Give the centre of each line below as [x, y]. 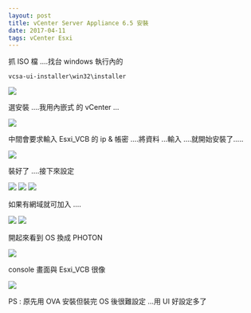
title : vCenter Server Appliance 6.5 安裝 [78, 23]
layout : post [30, 16]
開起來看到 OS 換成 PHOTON [56, 238]
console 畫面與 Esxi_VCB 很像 [57, 270]
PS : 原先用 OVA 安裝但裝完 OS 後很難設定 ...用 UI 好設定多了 [108, 301]
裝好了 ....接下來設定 [41, 171]
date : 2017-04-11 [37, 30]
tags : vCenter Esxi [41, 38]
